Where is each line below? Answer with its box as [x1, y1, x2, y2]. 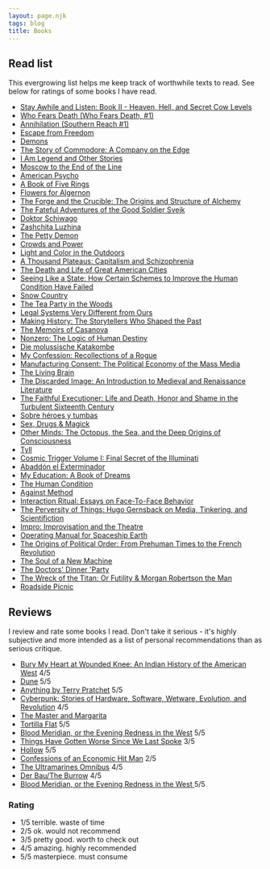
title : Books [8, 27, 52, 35]
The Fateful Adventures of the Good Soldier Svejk [19, 205, 185, 214]
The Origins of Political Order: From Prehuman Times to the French [19, 539, 242, 549]
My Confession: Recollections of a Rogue [19, 351, 157, 360]
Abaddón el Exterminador [19, 462, 106, 472]
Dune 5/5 [19, 676, 52, 686]
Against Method [19, 488, 74, 497]
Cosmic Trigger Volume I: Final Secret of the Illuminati [19, 453, 199, 464]
